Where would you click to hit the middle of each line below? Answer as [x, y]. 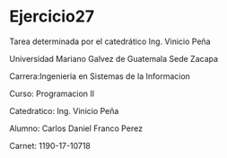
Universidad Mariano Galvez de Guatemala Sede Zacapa [113, 58]
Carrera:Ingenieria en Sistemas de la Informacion [100, 76]
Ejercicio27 [52, 17]
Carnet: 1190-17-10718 [50, 145]
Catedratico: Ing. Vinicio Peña [64, 110]
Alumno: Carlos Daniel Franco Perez [76, 128]
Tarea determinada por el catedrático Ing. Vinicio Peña [110, 41]
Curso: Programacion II [52, 93]
